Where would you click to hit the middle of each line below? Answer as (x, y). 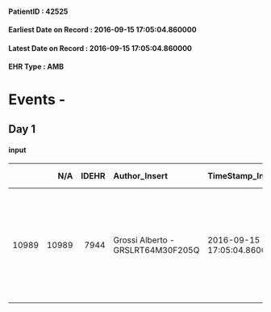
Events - (37, 99)
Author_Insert (140, 176)
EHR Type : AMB (36, 67)
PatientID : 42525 (38, 11)
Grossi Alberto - (144, 240)
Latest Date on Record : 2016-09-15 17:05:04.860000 (100, 48)
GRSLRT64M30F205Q (156, 251)
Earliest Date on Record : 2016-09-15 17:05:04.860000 (102, 30)
